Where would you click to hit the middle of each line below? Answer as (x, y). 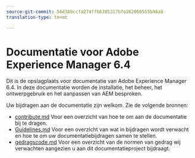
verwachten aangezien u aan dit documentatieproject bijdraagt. (92, 148)
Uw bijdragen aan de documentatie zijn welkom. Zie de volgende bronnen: (97, 106)
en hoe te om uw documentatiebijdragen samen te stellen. (86, 136)
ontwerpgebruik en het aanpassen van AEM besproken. (74, 94)
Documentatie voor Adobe (73, 52)
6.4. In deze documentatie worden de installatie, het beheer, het (84, 88)
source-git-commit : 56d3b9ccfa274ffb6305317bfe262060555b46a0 (85, 12)
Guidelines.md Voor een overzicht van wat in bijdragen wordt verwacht (102, 129)
